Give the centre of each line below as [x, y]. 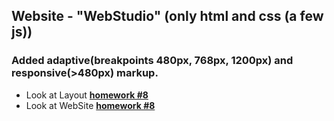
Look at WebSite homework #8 [90, 105]
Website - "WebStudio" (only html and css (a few [167, 16]
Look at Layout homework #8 [87, 95]
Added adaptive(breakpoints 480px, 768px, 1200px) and [152, 61]
